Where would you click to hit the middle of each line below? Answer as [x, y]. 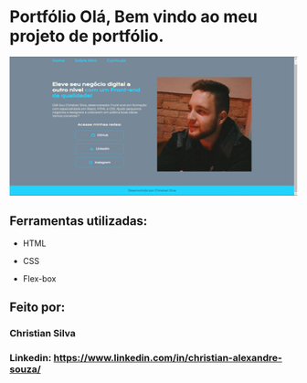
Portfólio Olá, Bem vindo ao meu [133, 17]
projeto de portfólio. [87, 36]
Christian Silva [42, 334]
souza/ [25, 369]
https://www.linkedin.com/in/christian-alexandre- [168, 358]
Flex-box [39, 278]
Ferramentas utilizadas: [79, 221]
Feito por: [37, 308]
